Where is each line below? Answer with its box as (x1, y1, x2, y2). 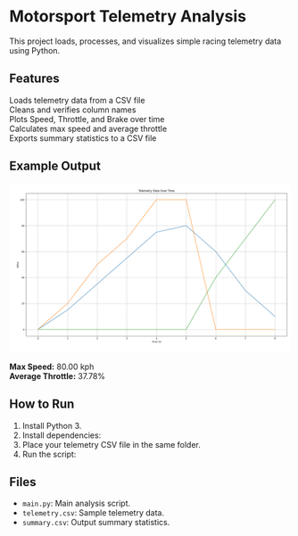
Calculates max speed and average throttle (9, 123, 168, 134)
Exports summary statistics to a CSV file (9, 132, 157, 144)
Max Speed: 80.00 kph (9, 361, 95, 372)
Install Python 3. (21, 420, 82, 431)
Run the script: (21, 449, 77, 459)
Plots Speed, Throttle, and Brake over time (9, 113, 165, 124)
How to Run (9, 397, 75, 412)
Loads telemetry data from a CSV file (9, 95, 145, 105)
